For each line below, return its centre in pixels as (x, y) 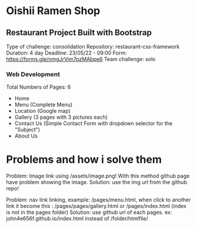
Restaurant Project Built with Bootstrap (79, 33)
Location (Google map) (42, 111)
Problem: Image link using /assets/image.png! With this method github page (98, 176)
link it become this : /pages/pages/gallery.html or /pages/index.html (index (96, 206)
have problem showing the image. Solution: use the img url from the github (96, 182)
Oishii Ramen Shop (53, 11)
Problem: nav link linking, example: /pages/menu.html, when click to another (98, 200)
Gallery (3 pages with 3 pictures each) (61, 117)
